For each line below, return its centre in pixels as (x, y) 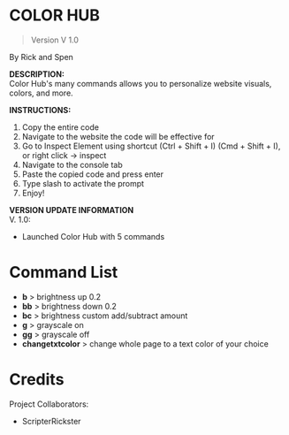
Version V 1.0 (55, 40)
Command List (64, 273)
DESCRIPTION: (37, 74)
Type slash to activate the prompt (83, 183)
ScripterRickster (51, 421)
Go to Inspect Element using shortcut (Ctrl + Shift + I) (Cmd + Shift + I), (151, 146)
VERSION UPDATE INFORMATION (72, 210)
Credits (37, 380)
